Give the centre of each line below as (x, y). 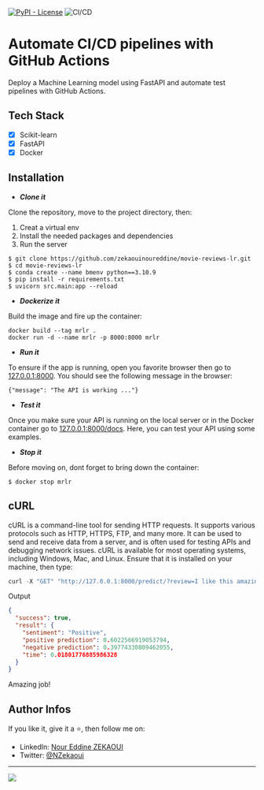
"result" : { (35, 626)
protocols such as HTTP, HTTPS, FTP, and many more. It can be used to (125, 533)
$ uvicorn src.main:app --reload (63, 286)
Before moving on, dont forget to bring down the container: (104, 467)
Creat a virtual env (49, 227)
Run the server (44, 244)
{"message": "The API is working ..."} (73, 390)
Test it (30, 404)
